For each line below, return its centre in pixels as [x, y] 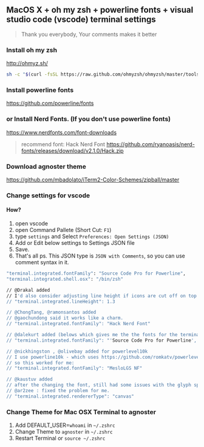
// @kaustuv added [29, 379]
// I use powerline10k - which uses [53, 357]
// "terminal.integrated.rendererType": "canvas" [70, 396]
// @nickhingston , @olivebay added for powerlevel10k [77, 351]
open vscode [32, 224]
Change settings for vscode [48, 195]
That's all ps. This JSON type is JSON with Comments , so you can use [100, 256]
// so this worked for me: [40, 363]
